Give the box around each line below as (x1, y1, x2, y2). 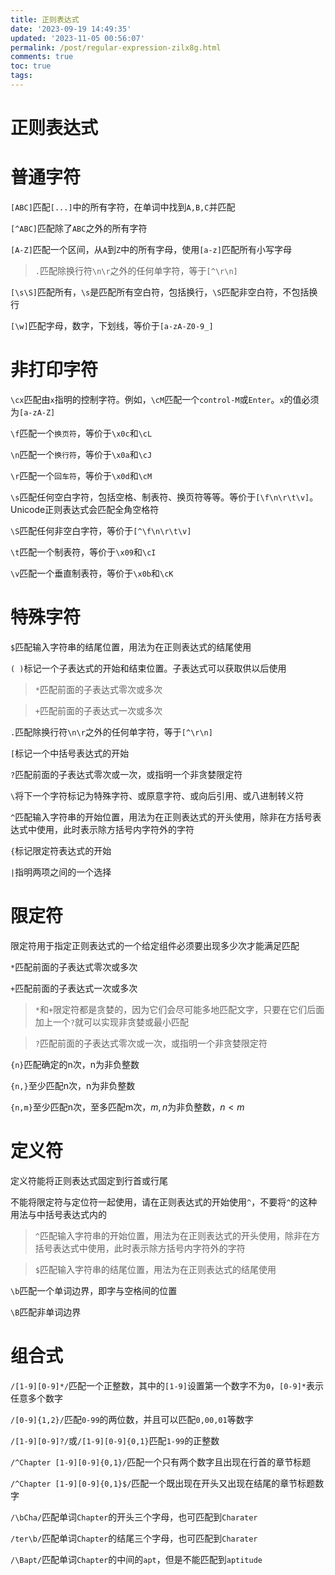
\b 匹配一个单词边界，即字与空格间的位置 (10, 1284, 178, 1296)
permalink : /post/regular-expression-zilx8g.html (10, 42, 222, 53)
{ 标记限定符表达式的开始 (10, 844, 112, 856)
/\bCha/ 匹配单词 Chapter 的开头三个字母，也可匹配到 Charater (10, 1511, 258, 1523)
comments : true (10, 52, 74, 62)
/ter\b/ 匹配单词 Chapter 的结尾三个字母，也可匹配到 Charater (10, 1532, 258, 1544)
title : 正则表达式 (10, 14, 80, 25)
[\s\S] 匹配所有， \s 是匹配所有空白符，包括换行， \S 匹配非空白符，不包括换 (10, 286, 318, 298)
